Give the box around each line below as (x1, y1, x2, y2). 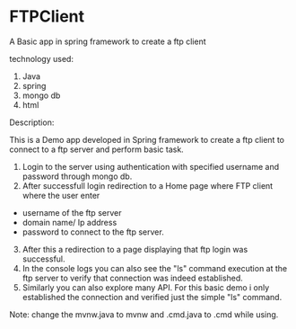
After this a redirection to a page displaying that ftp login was (22, 244, 248, 254)
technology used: (9, 53, 74, 64)
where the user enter (22, 190, 100, 200)
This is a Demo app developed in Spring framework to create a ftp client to (9, 134, 285, 145)
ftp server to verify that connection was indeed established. (22, 272, 244, 283)
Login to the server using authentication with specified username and (22, 161, 280, 172)
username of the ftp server (22, 207, 122, 218)
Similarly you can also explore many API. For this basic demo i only (22, 281, 270, 293)
